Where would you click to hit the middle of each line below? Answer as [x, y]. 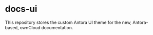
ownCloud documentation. [46, 27]
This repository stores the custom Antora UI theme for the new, [68, 22]
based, [12, 27]
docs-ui [21, 9]
